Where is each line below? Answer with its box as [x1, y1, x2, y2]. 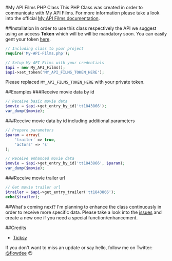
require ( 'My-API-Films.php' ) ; [5, 51, 70, 56]
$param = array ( [5, 132, 40, 138]
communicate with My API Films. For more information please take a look [5, 10, 160, 16]
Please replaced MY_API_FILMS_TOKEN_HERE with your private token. [5, 79, 145, 85]
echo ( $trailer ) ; [5, 194, 40, 199]
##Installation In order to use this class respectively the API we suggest [5, 25, 157, 31]
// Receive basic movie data [5, 99, 68, 104]
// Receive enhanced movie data [5, 156, 74, 161]
